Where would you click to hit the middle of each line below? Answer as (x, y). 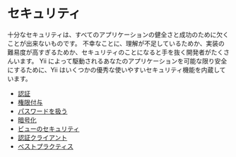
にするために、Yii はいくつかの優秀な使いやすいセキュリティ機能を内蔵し (114, 70)
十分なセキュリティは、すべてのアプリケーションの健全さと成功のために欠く (118, 34)
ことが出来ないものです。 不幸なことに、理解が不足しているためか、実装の (116, 43)
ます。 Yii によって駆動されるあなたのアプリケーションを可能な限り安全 (123, 61)
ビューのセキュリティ (48, 128)
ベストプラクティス (46, 146)
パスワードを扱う (42, 111)
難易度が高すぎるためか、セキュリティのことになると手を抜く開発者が (109, 52)
